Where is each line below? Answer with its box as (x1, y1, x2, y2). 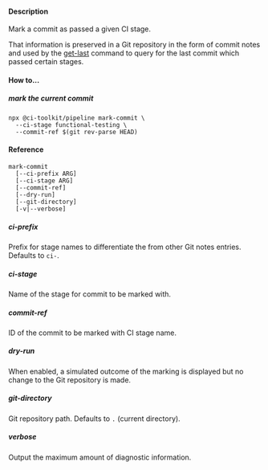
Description (8, 6, 49, 16)
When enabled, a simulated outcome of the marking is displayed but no (8, 366, 244, 376)
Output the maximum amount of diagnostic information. (8, 452, 192, 462)
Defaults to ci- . (8, 250, 60, 260)
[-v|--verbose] (15, 205, 67, 213)
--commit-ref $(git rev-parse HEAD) (15, 128, 138, 136)
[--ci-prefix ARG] (15, 170, 78, 178)
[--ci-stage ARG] (15, 177, 74, 185)
